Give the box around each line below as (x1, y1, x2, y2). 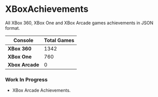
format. (5, 25, 20, 31)
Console (13, 37, 34, 44)
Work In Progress (5, 76, 48, 83)
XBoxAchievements (5, 3, 89, 15)
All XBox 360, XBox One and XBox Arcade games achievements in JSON (5, 20, 154, 26)
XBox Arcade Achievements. (12, 88, 71, 94)
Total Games (44, 37, 75, 44)
